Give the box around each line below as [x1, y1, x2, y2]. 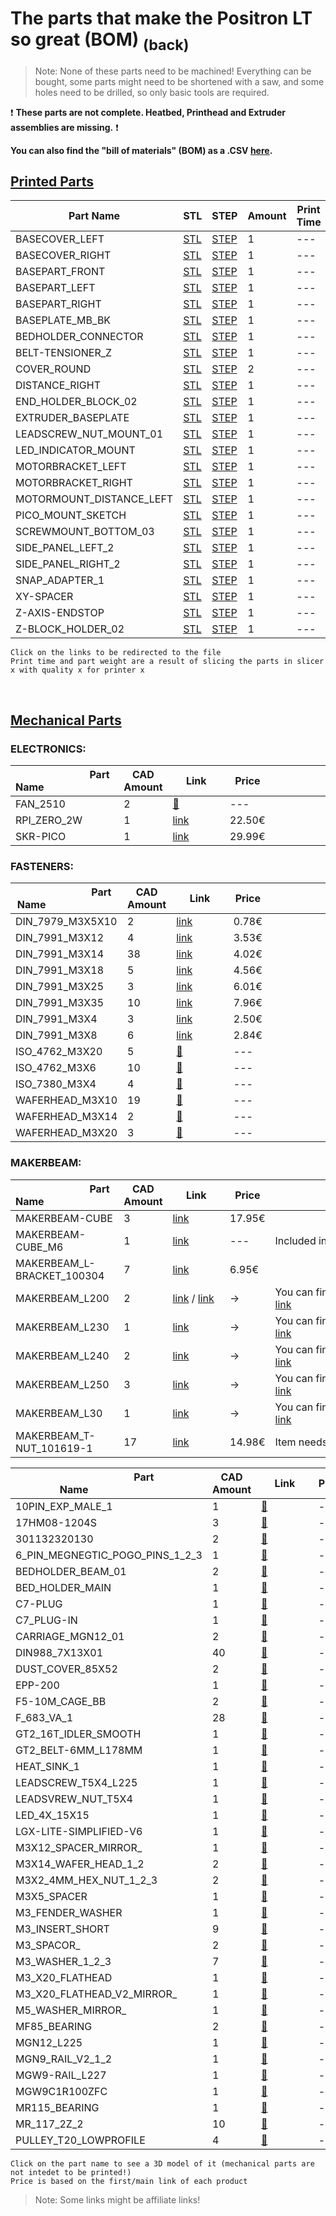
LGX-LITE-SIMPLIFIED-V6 [15, 1824, 143, 1838]
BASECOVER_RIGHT [15, 248, 112, 262]
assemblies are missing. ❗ [10, 121, 119, 133]
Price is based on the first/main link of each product [10, 2176, 248, 2186]
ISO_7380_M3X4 [15, 1077, 97, 1091]
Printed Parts [10, 173, 95, 190]
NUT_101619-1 [15, 1441, 93, 1455]
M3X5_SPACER [15, 1889, 88, 1903]
